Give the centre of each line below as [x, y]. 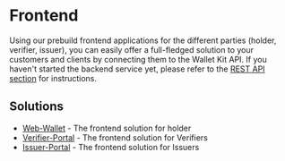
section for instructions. [53, 78]
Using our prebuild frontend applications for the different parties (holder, [143, 40]
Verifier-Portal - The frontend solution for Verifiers [115, 137]
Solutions [37, 107]
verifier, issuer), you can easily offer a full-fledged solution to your [131, 49]
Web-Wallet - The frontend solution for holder [107, 128]
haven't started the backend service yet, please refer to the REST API [138, 69]
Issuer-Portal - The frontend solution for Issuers [111, 147]
